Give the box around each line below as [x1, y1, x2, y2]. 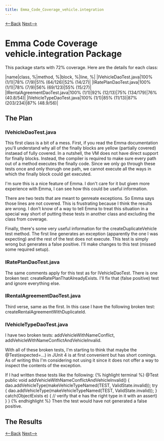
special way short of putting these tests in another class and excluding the [5, 211, 155, 217]
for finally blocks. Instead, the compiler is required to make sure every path [5, 155, 157, 162]
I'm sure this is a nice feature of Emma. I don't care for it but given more [5, 181, 150, 187]
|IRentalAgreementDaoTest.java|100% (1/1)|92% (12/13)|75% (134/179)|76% [5, 89, 158, 96]
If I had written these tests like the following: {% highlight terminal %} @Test [5, 372, 159, 378]
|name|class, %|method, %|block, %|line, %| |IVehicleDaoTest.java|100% [5, 74, 153, 80]
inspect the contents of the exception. [5, 363, 82, 368]
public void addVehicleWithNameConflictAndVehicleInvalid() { [5, 377, 130, 383]
